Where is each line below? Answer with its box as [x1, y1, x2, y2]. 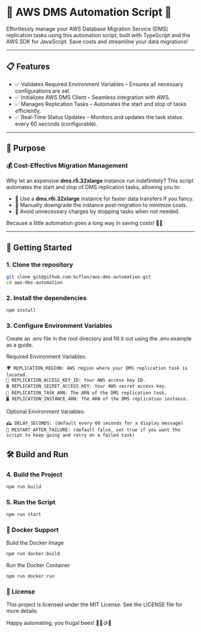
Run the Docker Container [6, 562, 71, 569]
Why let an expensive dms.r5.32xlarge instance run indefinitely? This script [6, 177, 194, 184]
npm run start [6, 512, 42, 518]
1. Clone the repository [6, 260, 74, 269]
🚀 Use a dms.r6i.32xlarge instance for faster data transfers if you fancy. [14, 195, 194, 202]
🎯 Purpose [6, 143, 46, 153]
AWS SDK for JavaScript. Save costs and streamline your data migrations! [6, 38, 188, 45]
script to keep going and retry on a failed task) [6, 432, 135, 439]
